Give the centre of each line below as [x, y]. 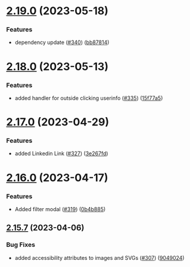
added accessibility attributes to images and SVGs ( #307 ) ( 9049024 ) [99, 257]
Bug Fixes [21, 245]
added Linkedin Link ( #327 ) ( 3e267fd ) [61, 153]
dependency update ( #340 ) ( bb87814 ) [62, 42]
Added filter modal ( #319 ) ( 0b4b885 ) [60, 209]
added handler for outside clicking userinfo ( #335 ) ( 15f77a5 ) [89, 98]
